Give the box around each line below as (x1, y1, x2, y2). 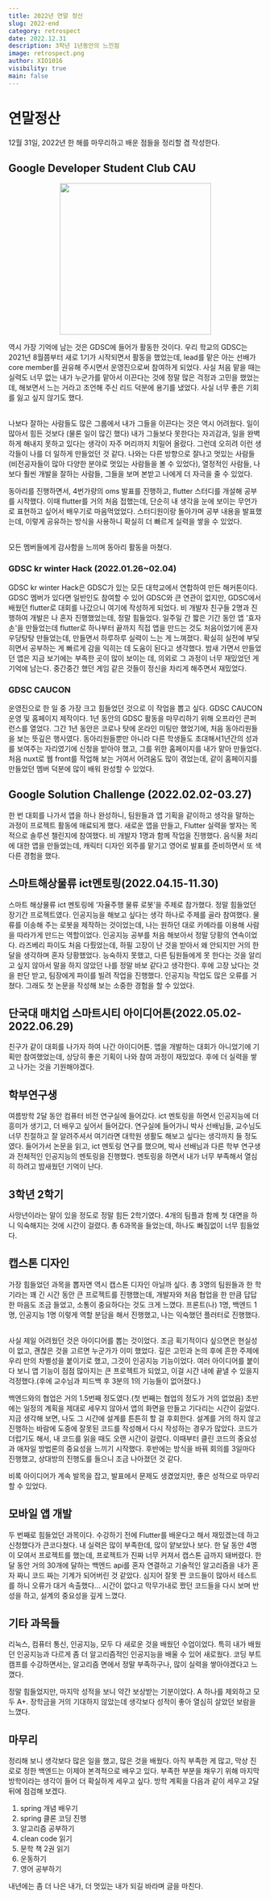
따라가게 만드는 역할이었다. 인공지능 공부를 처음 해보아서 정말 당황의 (16, 930, 230, 940)
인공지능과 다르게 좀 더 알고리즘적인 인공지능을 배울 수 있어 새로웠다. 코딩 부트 (16, 1649, 262, 1659)
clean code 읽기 (19, 1834, 73, 1843)
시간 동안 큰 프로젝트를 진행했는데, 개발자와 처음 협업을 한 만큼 (47, 1290, 243, 1299)
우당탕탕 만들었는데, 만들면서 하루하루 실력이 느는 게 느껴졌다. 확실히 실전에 (8, 633, 245, 642)
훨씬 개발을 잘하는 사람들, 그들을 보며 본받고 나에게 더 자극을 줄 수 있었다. (23, 469, 253, 479)
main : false (8, 72, 48, 80)
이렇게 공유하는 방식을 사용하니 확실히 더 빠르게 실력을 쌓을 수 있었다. (25, 516, 243, 526)
